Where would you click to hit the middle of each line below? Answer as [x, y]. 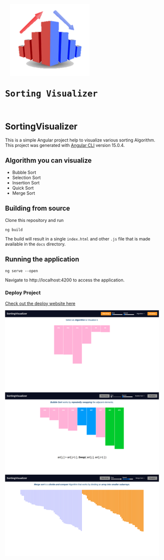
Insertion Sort [26, 182]
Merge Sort [23, 193]
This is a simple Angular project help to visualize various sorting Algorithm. [80, 140]
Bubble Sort [24, 172]
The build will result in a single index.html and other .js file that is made [78, 239]
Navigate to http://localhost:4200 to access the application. [65, 280]
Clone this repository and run [34, 220]
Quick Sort [23, 188]
